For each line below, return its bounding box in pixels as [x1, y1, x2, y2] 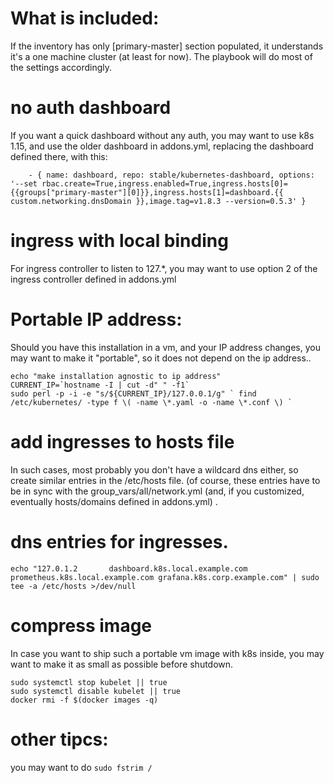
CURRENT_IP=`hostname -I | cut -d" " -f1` [10, 380, 190, 390]
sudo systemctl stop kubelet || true [10, 677, 168, 687]
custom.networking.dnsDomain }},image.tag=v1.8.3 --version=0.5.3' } [10, 196, 307, 206]
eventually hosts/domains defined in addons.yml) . [10, 495, 218, 507]
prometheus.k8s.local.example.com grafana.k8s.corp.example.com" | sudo [10, 572, 320, 582]
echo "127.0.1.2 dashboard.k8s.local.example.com [10, 563, 248, 574]
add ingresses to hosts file [10, 430, 235, 453]
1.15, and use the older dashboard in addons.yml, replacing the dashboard [10, 140, 314, 152]
